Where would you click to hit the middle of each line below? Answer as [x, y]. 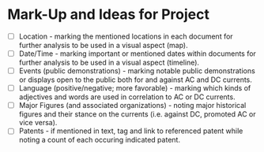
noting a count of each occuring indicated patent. [100, 140]
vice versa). [38, 123]
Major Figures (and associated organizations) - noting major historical [132, 106]
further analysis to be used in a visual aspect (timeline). [109, 63]
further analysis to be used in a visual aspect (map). [103, 45]
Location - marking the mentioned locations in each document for [126, 36]
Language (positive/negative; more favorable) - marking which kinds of [135, 88]
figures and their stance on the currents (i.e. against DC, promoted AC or [137, 114]
